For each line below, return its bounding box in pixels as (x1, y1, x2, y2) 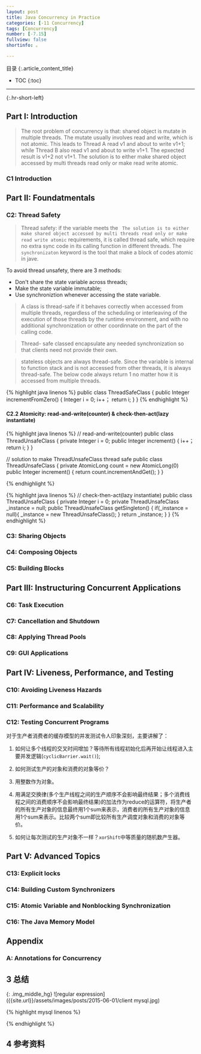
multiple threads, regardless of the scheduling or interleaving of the (20, 309, 187, 317)
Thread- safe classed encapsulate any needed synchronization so (20, 340, 184, 347)
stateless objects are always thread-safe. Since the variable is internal (20, 358, 194, 365)
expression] (75, 990, 105, 998)
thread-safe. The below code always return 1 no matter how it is (20, 371, 178, 378)
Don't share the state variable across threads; (14, 279, 127, 286)
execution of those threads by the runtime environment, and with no (20, 316, 188, 323)
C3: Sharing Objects (6, 532, 66, 541)
